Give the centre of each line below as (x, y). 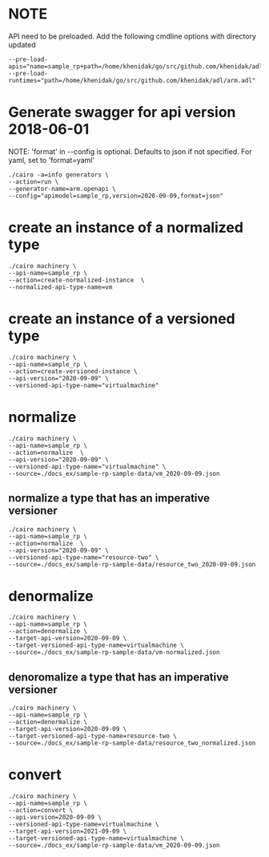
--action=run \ (34, 181)
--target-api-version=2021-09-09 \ (68, 831)
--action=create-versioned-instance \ (73, 371)
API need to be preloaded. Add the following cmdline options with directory (132, 36)
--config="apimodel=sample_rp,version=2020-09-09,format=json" (116, 196)
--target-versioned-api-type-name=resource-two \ (93, 736)
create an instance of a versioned (122, 319)
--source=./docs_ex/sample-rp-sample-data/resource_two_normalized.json (132, 743)
